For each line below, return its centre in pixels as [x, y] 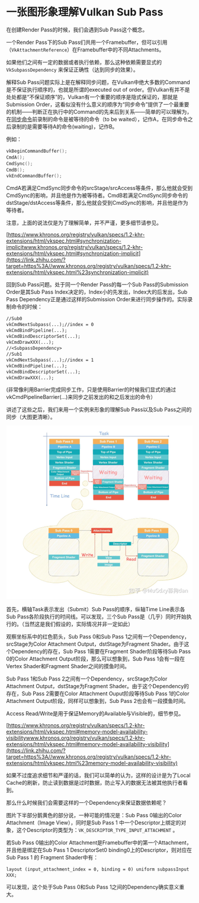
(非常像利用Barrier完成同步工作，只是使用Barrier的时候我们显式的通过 [91, 390]
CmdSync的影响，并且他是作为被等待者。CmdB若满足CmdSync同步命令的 [97, 195]
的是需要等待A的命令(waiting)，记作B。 [70, 126]
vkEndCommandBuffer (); [34, 176]
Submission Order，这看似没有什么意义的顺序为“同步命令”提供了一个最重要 [98, 104]
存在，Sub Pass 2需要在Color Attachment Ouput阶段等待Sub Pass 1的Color [98, 694]
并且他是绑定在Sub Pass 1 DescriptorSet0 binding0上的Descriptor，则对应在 [99, 850]
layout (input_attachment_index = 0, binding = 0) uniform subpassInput [98, 870]
